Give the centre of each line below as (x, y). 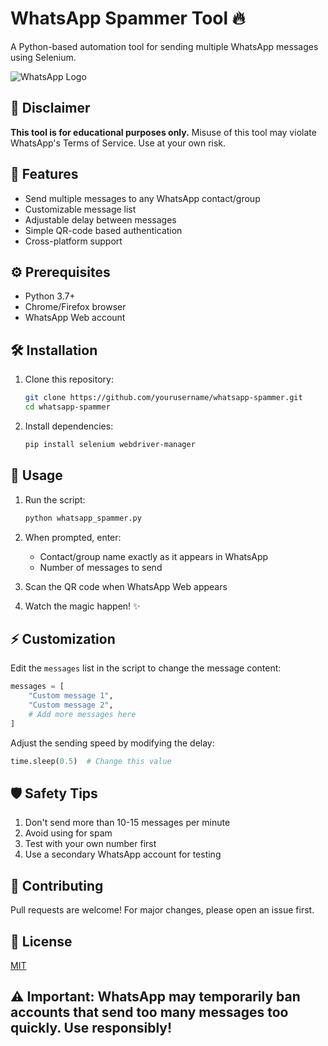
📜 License (41, 941)
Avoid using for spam (68, 833)
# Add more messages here (82, 714)
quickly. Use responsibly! (91, 1028)
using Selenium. (43, 57)
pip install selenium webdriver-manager (110, 444)
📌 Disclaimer (50, 108)
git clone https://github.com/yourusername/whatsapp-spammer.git (163, 398)
